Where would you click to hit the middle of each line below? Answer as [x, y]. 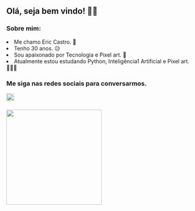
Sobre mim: [24, 29]
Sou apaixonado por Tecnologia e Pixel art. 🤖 [70, 55]
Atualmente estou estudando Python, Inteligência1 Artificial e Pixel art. [102, 61]
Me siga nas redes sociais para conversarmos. [77, 83]
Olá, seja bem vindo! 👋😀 [52, 11]
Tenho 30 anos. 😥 [37, 48]
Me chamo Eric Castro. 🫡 [45, 42]
